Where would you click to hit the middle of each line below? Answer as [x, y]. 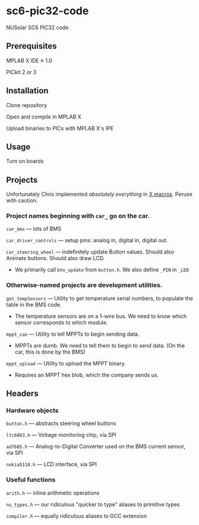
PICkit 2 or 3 [21, 72]
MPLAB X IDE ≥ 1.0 [29, 60]
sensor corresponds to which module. [61, 322]
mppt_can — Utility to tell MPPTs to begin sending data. [73, 334]
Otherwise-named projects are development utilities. [84, 285]
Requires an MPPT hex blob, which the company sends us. [87, 375]
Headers [22, 394]
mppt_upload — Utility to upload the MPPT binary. [66, 363]
